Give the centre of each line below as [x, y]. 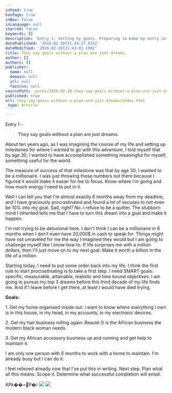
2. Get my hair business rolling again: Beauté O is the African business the [83, 323]
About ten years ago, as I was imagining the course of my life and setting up [85, 144]
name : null [21, 72]
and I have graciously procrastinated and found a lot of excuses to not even [85, 202]
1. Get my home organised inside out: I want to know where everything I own [86, 307]
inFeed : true [19, 10]
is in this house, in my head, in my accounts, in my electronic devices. [79, 313]
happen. [14, 219]
